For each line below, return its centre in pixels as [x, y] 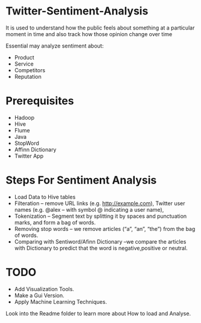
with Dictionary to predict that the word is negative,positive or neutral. [101, 248]
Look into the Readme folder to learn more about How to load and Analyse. [98, 313]
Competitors [30, 70]
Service [24, 64]
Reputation [28, 76]
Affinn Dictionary [35, 149]
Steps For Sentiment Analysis [81, 180]
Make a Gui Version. [39, 295]
